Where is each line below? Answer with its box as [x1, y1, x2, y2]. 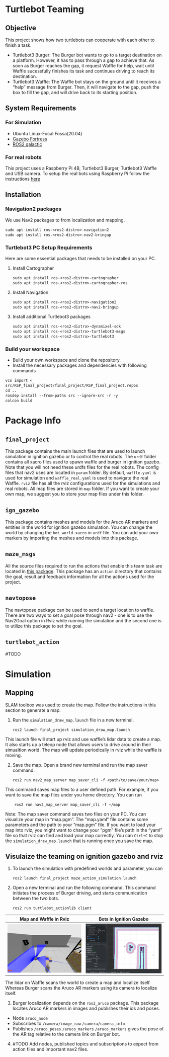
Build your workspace [5, 346, 60, 353]
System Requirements [5, 104, 76, 113]
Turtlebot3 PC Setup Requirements [5, 244, 93, 251]
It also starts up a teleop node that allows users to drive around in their [5, 741, 152, 748]
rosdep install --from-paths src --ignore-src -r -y [5, 393, 118, 398]
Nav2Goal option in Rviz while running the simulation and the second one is [5, 617, 162, 623]
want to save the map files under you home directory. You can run [5, 791, 142, 798]
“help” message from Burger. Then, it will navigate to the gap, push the [12, 84, 159, 90]
